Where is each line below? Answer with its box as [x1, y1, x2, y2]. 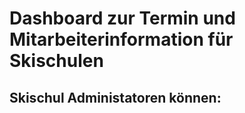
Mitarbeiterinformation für [9, 28, 234, 51]
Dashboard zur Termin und [9, 7, 236, 30]
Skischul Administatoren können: [9, 89, 222, 106]
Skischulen [9, 50, 104, 72]
